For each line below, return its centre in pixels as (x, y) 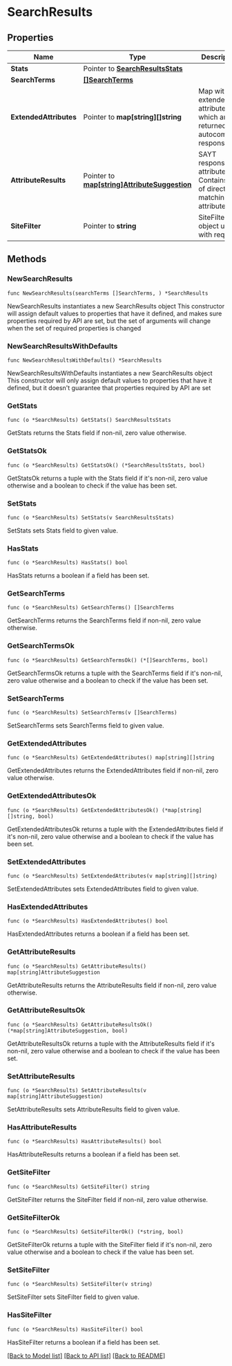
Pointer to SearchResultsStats (133, 68)
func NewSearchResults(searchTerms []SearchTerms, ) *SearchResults (108, 293)
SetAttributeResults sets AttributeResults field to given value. (94, 1109)
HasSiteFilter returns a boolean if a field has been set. (84, 1342)
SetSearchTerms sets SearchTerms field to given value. (86, 726)
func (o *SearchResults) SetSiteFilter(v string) (80, 1284)
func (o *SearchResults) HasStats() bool (68, 563)
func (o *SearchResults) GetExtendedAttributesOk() (83, 810)
